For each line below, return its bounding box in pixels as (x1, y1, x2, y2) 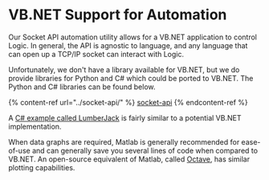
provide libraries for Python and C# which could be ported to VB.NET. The (8, 73, 254, 83)
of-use (8, 145, 31, 155)
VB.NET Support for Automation (8, 6, 227, 24)
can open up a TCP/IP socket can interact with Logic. (8, 49, 185, 59)
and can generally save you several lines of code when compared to (31, 145, 259, 155)
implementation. (8, 121, 62, 131)
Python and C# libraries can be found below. (8, 82, 156, 92)
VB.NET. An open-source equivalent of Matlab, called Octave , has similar (8, 154, 251, 164)
